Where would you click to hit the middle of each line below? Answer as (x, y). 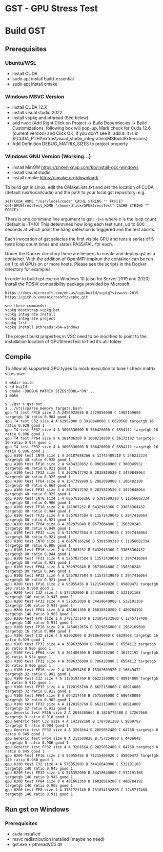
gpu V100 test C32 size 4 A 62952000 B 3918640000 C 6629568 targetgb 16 (82, 636)
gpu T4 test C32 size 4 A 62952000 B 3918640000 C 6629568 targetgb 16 (79, 421)
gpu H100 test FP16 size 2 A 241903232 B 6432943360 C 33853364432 (75, 550)
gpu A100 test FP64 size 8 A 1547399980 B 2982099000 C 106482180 (74, 481)
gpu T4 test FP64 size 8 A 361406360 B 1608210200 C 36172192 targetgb (79, 438)
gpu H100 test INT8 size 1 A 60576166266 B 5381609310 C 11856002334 (77, 541)
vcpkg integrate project (30, 318)
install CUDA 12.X (30, 107)
